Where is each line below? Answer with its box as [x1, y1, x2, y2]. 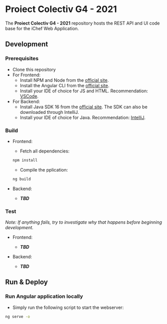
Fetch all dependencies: [20, 148, 70, 154]
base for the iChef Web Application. [5, 25, 79, 31]
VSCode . [20, 93, 39, 99]
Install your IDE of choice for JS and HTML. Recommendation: [20, 88, 148, 94]
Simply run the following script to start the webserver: [12, 304, 124, 310]
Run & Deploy [5, 278, 48, 286]
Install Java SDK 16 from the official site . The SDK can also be [20, 104, 148, 110]
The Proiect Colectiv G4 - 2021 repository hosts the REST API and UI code [5, 20, 160, 26]
